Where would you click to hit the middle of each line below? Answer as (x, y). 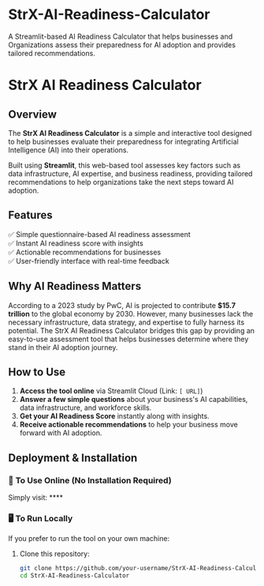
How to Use (37, 372)
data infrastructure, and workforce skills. (86, 408)
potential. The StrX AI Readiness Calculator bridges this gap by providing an (131, 330)
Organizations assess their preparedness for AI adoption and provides (122, 44)
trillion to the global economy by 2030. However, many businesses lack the (131, 314)
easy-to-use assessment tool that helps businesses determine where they (128, 339)
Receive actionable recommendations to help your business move (128, 425)
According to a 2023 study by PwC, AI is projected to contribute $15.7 (122, 305)
